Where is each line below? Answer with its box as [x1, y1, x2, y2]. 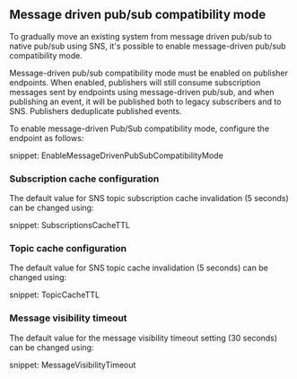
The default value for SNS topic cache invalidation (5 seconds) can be [9, 262, 269, 273]
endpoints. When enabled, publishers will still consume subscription [9, 76, 261, 88]
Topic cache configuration [9, 242, 127, 255]
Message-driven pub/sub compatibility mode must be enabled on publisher [9, 67, 289, 78]
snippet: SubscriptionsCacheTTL [9, 220, 130, 231]
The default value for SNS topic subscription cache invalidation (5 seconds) [9, 193, 289, 204]
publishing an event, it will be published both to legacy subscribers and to [9, 96, 282, 107]
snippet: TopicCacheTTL [9, 289, 100, 300]
